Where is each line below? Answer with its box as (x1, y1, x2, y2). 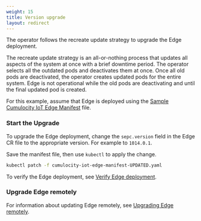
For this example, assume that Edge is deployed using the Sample (6, 98, 169, 105)
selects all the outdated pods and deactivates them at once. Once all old (6, 67, 185, 74)
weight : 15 (6, 8, 34, 15)
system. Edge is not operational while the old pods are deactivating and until (6, 80, 195, 87)
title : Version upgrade (6, 14, 66, 20)
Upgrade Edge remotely (6, 188, 77, 196)
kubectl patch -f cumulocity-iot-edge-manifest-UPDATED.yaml (6, 162, 163, 168)
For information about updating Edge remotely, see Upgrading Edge (6, 201, 174, 208)
